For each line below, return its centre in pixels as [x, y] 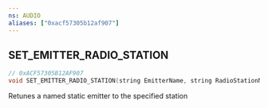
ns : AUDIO [25, 15]
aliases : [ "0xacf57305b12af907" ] [64, 23]
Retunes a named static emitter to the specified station [98, 96]
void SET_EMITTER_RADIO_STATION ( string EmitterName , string [110, 81]
